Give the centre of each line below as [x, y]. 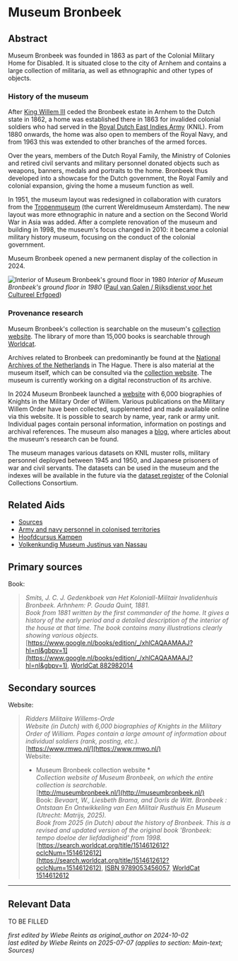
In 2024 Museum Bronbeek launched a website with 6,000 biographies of [115, 393]
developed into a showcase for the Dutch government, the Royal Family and [118, 179]
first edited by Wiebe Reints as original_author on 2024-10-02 [99, 935]
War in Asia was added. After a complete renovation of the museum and [113, 222]
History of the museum [48, 96]
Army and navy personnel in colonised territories [89, 529]
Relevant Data [40, 904]
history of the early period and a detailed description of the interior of [127, 620]
